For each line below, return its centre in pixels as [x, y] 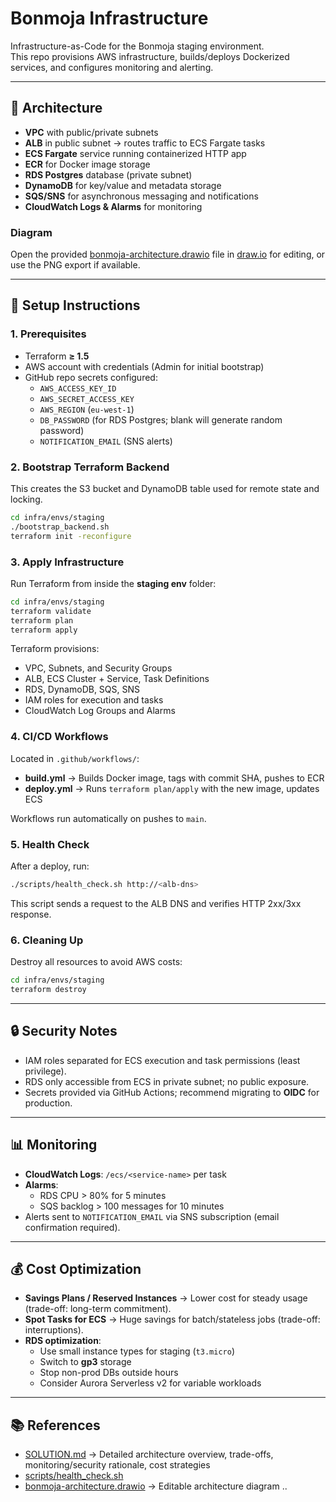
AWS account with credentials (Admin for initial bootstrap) [144, 366]
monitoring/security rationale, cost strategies [117, 1465]
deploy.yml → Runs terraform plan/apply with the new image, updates [172, 788]
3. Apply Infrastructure [67, 562]
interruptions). [54, 1330]
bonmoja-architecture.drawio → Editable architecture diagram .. [156, 1486]
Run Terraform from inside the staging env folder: [113, 583]
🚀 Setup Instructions [75, 305]
